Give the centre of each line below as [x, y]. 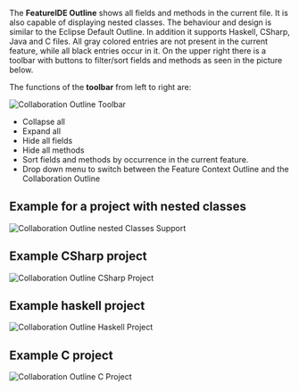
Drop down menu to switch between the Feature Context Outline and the [155, 169]
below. [21, 70]
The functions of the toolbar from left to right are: [100, 87]
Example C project [61, 355]
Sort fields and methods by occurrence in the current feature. [135, 159]
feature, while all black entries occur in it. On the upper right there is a [137, 51]
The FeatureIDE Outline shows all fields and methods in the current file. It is [149, 13]
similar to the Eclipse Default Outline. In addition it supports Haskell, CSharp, [149, 32]
